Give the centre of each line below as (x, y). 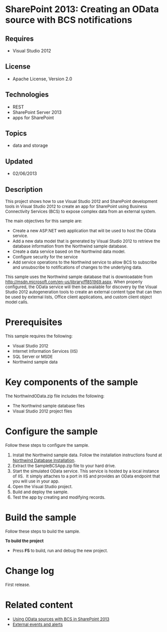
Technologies (27, 95)
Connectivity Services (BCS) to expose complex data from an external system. (81, 212)
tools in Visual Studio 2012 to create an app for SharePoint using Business (76, 206)
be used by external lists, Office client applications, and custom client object (79, 297)
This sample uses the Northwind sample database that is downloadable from (79, 277)
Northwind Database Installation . (44, 460)
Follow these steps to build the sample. (43, 531)
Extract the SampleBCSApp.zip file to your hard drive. (64, 466)
